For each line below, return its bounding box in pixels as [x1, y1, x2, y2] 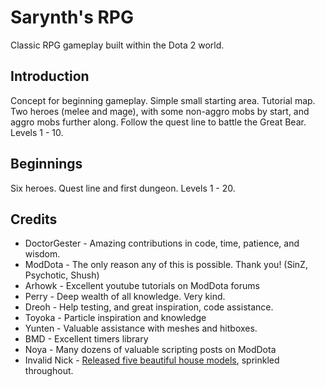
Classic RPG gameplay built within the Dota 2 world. [10, 39, 225, 51]
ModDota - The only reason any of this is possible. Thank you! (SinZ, [24, 259, 308, 271]
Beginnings [10, 156, 83, 173]
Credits [10, 211, 58, 228]
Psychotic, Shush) [24, 269, 100, 281]
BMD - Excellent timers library [24, 333, 149, 345]
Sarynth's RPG [10, 6, 135, 29]
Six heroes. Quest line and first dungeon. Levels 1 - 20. [10, 182, 236, 194]
